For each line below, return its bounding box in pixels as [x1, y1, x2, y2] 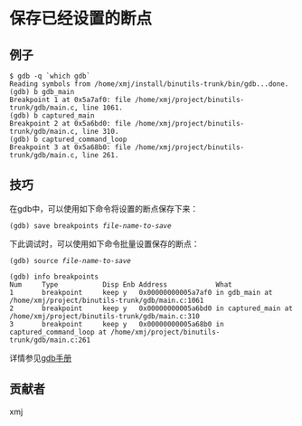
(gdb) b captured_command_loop [9, 135, 127, 144]
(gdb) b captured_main [9, 111, 95, 120]
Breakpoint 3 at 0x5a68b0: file [9, 143, 131, 152]
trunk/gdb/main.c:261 [9, 336, 91, 345]
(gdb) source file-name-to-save [9, 256, 131, 265]
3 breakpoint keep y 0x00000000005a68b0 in [9, 319, 224, 328]
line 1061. [81, 103, 124, 112]
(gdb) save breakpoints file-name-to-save [9, 221, 172, 231]
